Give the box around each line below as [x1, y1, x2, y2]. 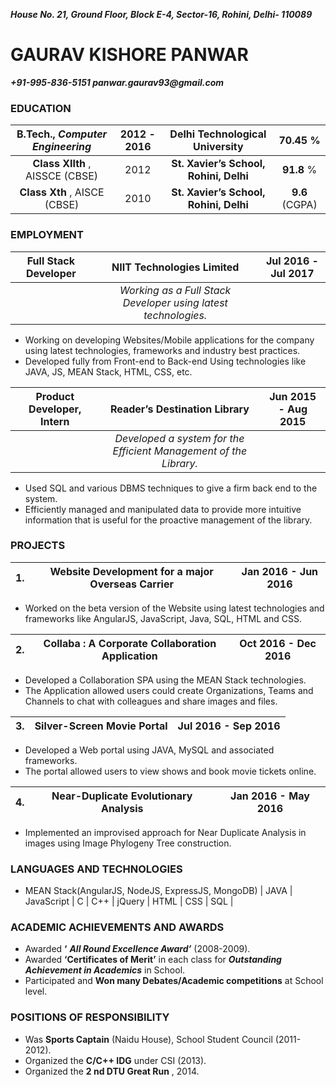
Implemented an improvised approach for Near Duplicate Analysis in [24, 826, 307, 838]
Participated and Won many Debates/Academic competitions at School [24, 975, 324, 987]
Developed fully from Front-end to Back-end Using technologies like [24, 355, 307, 367]
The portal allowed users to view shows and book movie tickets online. [24, 765, 317, 777]
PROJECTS [10, 539, 66, 553]
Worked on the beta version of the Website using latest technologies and [24, 602, 325, 614]
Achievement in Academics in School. [24, 964, 186, 976]
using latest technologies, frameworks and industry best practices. [24, 344, 301, 356]
